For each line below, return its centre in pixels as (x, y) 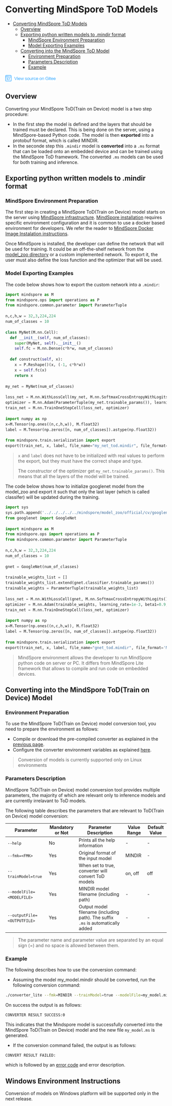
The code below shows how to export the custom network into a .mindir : (82, 284)
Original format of (97, 853)
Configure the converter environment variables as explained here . (82, 750)
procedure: (17, 114)
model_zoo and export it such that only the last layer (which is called (78, 492)
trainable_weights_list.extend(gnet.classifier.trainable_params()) (80, 583)
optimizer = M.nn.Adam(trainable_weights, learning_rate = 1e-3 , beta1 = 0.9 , (87, 604)
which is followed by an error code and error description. (65, 1065)
